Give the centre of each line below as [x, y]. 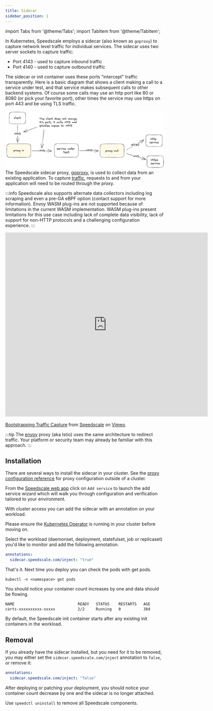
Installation [23, 461]
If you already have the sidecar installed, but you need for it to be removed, [83, 652]
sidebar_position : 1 [27, 16]
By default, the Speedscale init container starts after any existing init [76, 619]
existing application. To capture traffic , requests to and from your [73, 178]
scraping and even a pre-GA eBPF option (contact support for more [75, 198]
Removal [19, 640]
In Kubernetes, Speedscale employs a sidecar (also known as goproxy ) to [81, 41]
